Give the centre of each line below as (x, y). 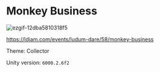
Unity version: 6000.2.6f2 (38, 62)
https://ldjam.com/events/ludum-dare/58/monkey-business (80, 39)
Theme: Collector (28, 51)
